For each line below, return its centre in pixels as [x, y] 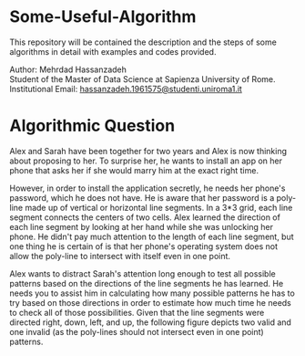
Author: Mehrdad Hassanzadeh [68, 69]
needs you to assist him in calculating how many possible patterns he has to [152, 293]
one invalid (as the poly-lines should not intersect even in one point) [137, 331]
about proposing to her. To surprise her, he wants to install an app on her [146, 161]
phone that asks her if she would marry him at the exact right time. [134, 170]
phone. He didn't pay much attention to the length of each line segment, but [152, 236]
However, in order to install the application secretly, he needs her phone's [147, 188]
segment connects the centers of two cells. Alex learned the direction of [145, 217]
